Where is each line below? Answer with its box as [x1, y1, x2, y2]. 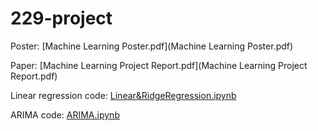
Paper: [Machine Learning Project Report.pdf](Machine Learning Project [10, 59, 308, 71]
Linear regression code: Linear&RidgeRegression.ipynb [10, 89, 237, 101]
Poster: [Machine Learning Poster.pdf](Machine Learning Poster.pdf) [10, 40, 294, 52]
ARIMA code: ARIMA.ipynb [10, 108, 120, 121]
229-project [10, 7, 113, 30]
